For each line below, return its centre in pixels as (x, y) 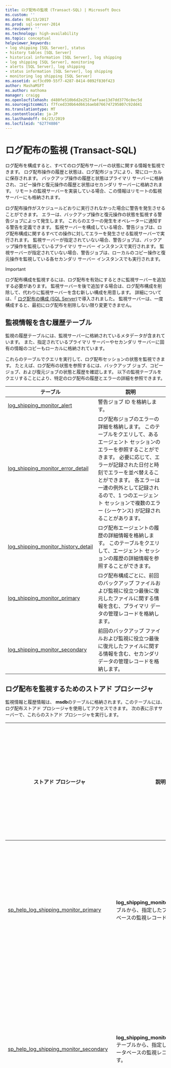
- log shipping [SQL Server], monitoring (50, 62)
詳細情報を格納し (129, 536)
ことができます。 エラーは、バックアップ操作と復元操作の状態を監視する (81, 214)
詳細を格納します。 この (126, 427)
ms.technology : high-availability (42, 34)
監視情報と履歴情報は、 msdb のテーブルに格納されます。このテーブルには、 (85, 702)
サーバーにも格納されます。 (34, 197)
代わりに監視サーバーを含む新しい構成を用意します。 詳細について (92, 292)
